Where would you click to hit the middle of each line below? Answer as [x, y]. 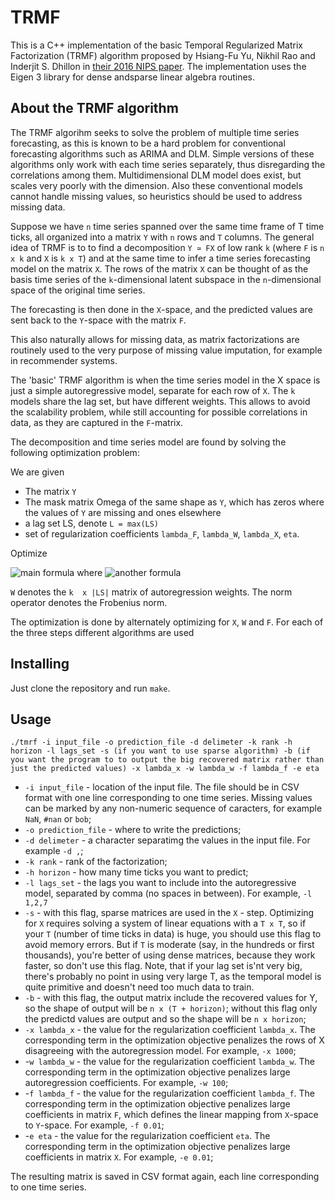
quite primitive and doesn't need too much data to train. [139, 987]
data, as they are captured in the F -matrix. [97, 422]
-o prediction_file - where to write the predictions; [133, 830]
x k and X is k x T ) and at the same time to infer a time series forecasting [160, 258]
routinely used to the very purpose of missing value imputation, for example [166, 350]
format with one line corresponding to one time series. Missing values [168, 798]
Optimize [29, 553]
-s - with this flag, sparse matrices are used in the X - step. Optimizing [169, 913]
